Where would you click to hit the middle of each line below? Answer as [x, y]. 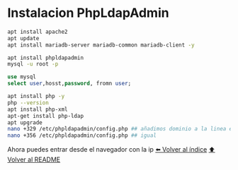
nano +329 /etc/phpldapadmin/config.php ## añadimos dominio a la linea [117, 129]
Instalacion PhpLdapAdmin [88, 13]
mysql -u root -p [33, 64]
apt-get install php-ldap [45, 116]
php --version [28, 103]
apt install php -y [36, 97]
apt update [23, 38]
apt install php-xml [38, 109]
